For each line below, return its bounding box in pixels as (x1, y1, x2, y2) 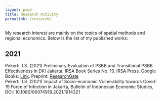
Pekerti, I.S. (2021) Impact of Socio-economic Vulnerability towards (5, 79, 142, 85)
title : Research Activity (5, 12, 58, 17)
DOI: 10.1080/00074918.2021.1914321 (5, 89, 80, 95)
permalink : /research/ (5, 16, 52, 21)
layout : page (5, 7, 32, 12)
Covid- (143, 79, 157, 85)
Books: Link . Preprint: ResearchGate (5, 73, 79, 79)
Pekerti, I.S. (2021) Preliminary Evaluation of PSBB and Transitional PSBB (5, 63, 153, 69)
